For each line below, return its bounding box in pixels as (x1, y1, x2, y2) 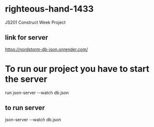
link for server (5, 33, 48, 42)
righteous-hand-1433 (5, 3, 94, 15)
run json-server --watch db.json (5, 90, 69, 95)
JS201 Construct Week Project (5, 19, 66, 25)
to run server (5, 104, 45, 112)
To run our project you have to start (5, 63, 150, 74)
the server (5, 74, 47, 84)
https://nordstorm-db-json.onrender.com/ (5, 46, 88, 52)
